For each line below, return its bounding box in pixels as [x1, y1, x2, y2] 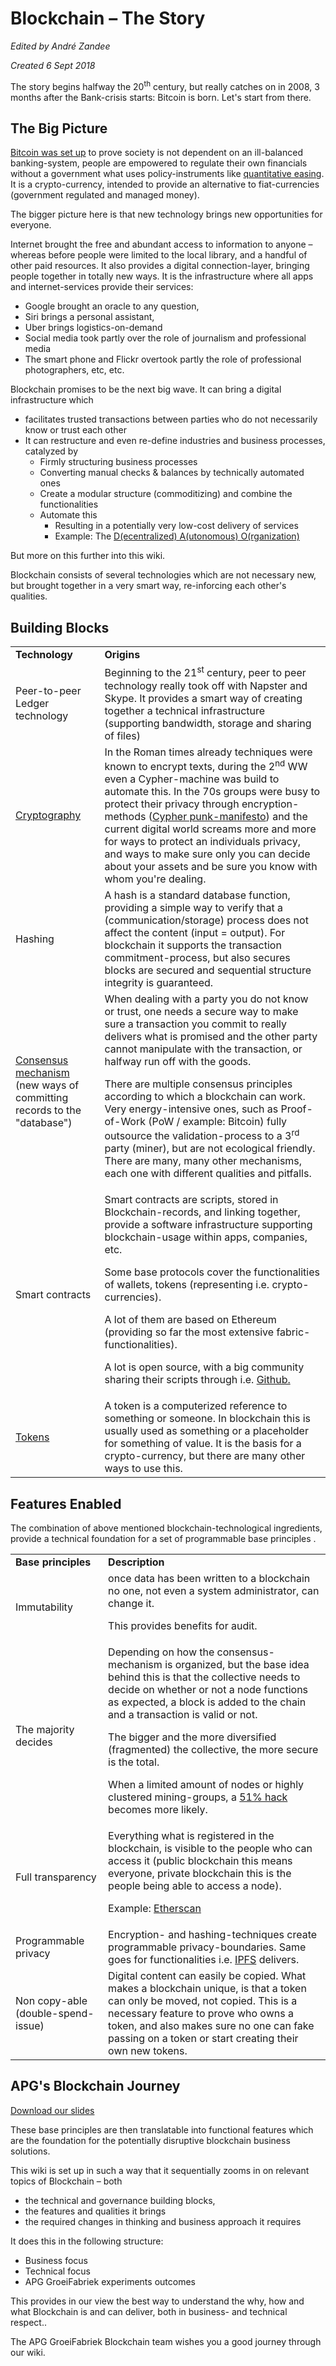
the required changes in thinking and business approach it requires [24, 2215, 302, 2227]
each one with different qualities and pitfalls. [104, 1167, 312, 1181]
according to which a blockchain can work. [104, 1089, 306, 1103]
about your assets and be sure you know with [104, 859, 318, 873]
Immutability [15, 1600, 74, 1614]
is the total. [108, 1755, 160, 1769]
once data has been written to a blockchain [108, 1572, 311, 1586]
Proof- [280, 1102, 313, 1116]
